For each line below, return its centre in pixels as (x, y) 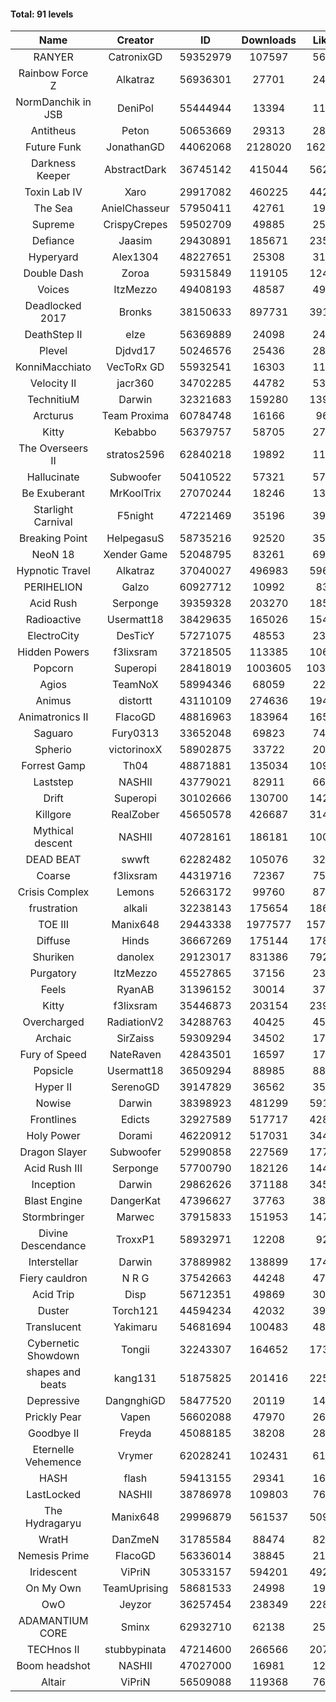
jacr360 (135, 383)
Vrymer (135, 1456)
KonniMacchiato (53, 367)
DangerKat (135, 1201)
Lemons (135, 892)
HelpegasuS (135, 538)
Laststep (53, 782)
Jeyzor (135, 1605)
